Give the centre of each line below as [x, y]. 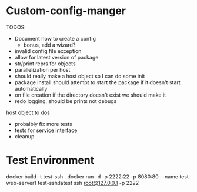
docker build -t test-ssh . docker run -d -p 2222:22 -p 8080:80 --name [92, 176]
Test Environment [50, 160]
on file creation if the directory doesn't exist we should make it [90, 95]
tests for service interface [46, 130]
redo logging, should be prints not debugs [66, 101]
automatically [31, 88]
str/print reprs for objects [45, 64]
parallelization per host [42, 69]
